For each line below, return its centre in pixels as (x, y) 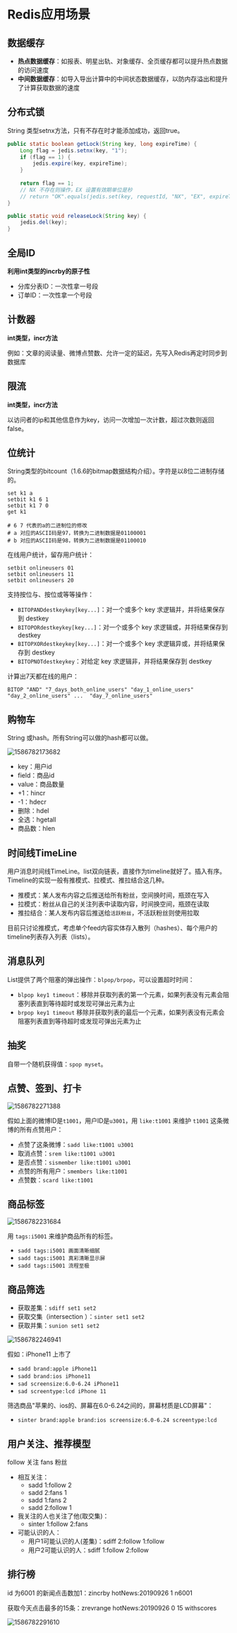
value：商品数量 (41, 784)
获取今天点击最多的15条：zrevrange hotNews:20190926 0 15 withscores (112, 1608)
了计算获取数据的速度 (48, 88)
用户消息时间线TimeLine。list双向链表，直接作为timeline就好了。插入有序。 (116, 872)
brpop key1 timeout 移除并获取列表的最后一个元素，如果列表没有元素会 (121, 1012)
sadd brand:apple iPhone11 (57, 1369)
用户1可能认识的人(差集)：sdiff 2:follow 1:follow (96, 1541)
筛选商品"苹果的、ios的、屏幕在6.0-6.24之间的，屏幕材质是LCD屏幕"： (110, 1406)
